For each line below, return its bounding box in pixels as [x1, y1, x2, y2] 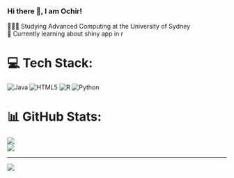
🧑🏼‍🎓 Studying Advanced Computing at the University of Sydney [7, 22, 191, 31]
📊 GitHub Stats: [7, 109, 102, 125]
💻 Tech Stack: [7, 55, 93, 71]
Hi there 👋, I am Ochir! [7, 6, 82, 16]
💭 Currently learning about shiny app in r [7, 29, 124, 38]
